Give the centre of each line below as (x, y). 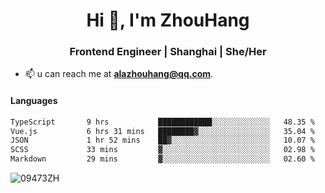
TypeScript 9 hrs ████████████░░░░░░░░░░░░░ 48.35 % (162, 122)
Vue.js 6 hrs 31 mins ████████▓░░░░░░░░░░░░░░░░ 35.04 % (162, 131)
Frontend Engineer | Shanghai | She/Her (168, 52)
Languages (34, 101)
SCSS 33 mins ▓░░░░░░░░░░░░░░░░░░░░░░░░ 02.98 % (162, 150)
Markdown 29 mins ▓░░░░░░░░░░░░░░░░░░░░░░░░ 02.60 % (162, 159)
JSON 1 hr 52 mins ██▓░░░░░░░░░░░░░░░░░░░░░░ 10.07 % (162, 140)
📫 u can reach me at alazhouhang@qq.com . (119, 74)
